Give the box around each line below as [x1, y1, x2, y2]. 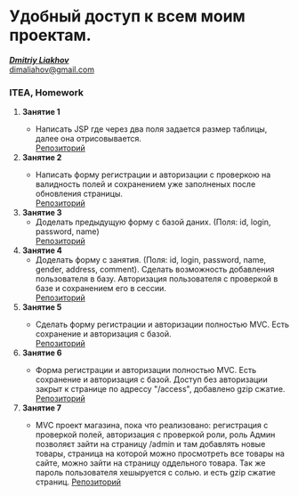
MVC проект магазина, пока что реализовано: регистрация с [35, 420, 269, 431]
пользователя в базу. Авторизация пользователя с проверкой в [35, 273, 278, 284]
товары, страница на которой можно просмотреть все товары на [35, 448, 285, 459]
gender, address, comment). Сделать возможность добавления [35, 264, 275, 275]
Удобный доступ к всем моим [9, 6, 246, 27]
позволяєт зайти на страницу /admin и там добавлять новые [35, 439, 266, 450]
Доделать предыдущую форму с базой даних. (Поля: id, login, [35, 216, 271, 228]
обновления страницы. [35, 189, 123, 199]
